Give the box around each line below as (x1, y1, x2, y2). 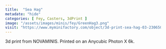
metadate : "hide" (5, 12, 41, 16)
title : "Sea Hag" (5, 7, 43, 12)
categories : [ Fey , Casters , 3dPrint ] (5, 16, 87, 21)
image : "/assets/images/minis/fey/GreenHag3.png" (5, 20, 110, 26)
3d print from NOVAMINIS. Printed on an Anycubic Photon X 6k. (5, 38, 135, 44)
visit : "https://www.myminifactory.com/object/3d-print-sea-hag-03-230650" (5, 25, 165, 30)
